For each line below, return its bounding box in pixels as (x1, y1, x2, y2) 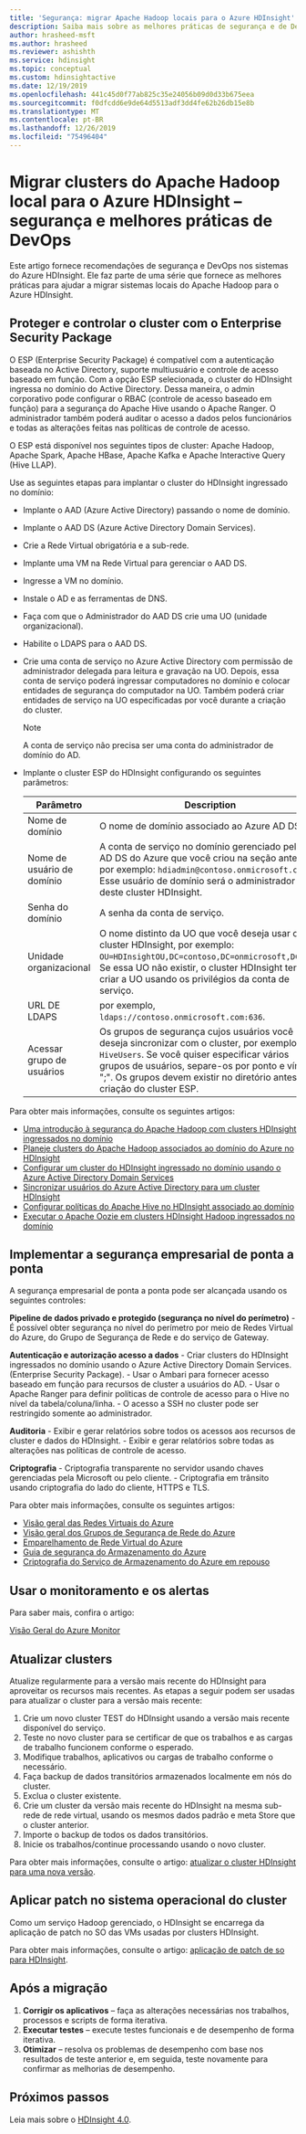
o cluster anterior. (22, 1820, 89, 1831)
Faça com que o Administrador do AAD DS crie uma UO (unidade (22, 610, 268, 621)
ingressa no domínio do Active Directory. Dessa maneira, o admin (9, 383, 255, 394)
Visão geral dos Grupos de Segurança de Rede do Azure (22, 1527, 236, 1538)
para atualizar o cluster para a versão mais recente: (9, 1696, 203, 1706)
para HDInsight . (9, 1954, 68, 1965)
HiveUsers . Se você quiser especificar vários (99, 1048, 290, 1061)
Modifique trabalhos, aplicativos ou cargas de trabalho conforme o (22, 1751, 273, 1763)
